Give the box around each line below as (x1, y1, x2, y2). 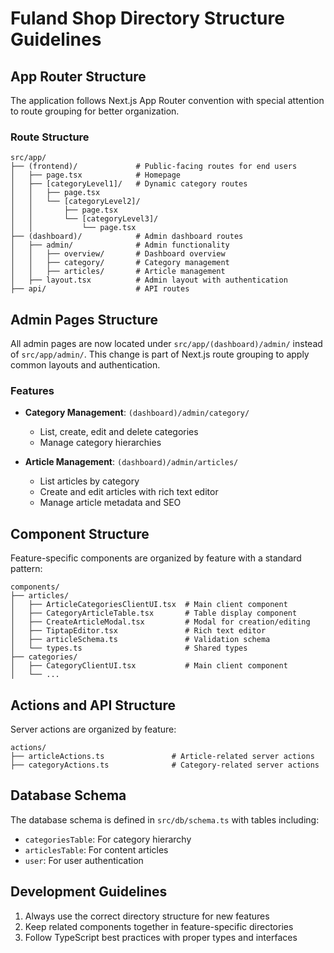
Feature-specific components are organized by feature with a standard (10, 552, 302, 564)
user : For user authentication (24, 854, 144, 866)
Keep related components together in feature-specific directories (24, 920, 294, 932)
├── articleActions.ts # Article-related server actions (10, 752, 315, 762)
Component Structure (10, 525, 150, 542)
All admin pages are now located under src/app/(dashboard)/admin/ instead (10, 338, 323, 350)
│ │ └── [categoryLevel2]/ (10, 197, 141, 207)
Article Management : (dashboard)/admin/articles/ (24, 456, 239, 468)
